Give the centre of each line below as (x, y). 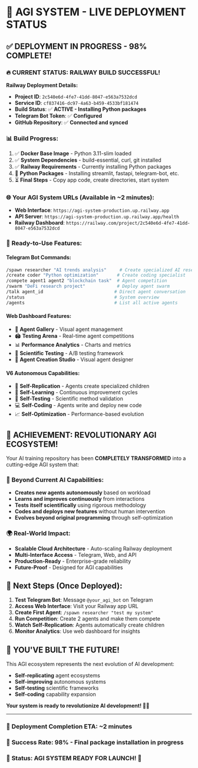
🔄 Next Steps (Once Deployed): (64, 585)
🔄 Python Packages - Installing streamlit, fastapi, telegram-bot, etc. (97, 173)
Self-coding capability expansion (55, 694)
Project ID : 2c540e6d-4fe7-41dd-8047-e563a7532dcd (76, 96)
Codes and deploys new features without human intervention (90, 511)
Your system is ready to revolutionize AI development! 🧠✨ (78, 706)
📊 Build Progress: (32, 138)
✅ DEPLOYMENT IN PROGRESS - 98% (77, 46)
